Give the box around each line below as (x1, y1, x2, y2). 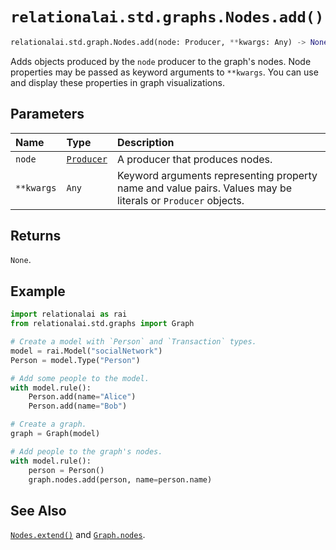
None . (10, 254, 32, 266)
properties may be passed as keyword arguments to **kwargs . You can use (10, 66, 319, 78)
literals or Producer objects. (116, 193, 245, 207)
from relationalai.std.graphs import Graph (10, 319, 195, 329)
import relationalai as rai (10, 309, 128, 320)
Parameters (10, 106, 85, 123)
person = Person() (28, 465, 105, 475)
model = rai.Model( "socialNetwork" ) (10, 346, 163, 356)
